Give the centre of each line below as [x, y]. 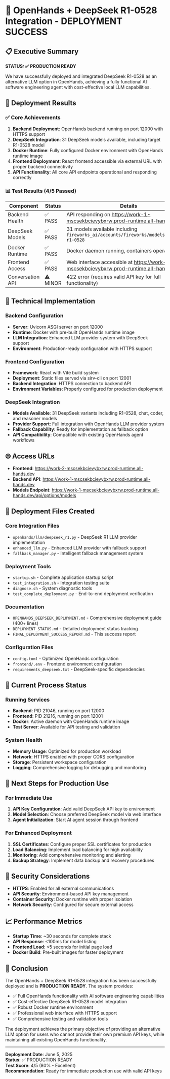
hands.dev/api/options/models [44, 495]
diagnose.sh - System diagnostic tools [52, 588]
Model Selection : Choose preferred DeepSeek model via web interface [87, 814]
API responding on [88, 214]
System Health [24, 740]
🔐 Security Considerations [48, 876]
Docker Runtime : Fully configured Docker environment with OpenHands [88, 150]
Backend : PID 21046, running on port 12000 [58, 711]
